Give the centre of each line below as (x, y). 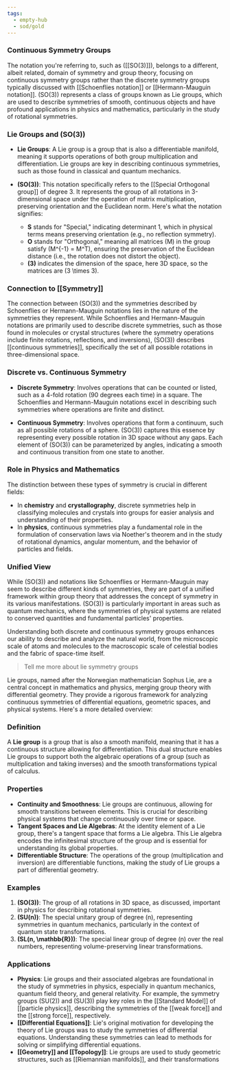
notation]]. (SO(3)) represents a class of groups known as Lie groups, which (115, 94)
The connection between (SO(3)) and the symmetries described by (102, 304)
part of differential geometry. (58, 869)
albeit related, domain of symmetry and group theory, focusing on (100, 72)
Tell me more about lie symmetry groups (81, 667)
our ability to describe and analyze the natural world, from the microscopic (113, 639)
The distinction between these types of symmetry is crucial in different (107, 484)
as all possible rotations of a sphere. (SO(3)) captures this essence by (116, 430)
